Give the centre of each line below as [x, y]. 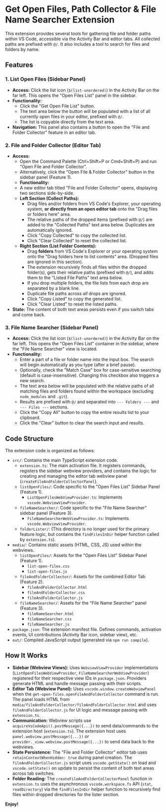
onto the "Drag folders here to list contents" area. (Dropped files [93, 256]
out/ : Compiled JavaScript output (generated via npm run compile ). [81, 640]
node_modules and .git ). [44, 397]
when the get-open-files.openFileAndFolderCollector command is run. [86, 694]
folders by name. [22, 49]
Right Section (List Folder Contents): [58, 246]
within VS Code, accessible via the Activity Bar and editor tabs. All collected [83, 39]
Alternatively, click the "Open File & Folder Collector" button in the [87, 172]
